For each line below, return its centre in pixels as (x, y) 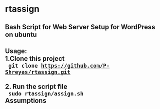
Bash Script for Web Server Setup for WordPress (80, 27)
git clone (23, 65)
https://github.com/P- (75, 65)
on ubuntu (21, 34)
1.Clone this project (35, 59)
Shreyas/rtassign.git (38, 72)
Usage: (16, 51)
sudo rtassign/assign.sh (46, 93)
